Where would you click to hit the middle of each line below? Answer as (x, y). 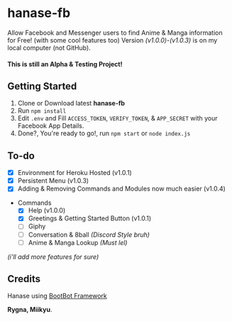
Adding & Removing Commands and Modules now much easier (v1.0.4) (121, 188)
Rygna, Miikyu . (30, 310)
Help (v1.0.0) (47, 210)
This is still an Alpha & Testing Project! (65, 64)
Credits (24, 279)
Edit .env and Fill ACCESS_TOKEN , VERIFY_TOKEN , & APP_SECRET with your (117, 118)
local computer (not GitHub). (49, 47)
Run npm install (42, 111)
